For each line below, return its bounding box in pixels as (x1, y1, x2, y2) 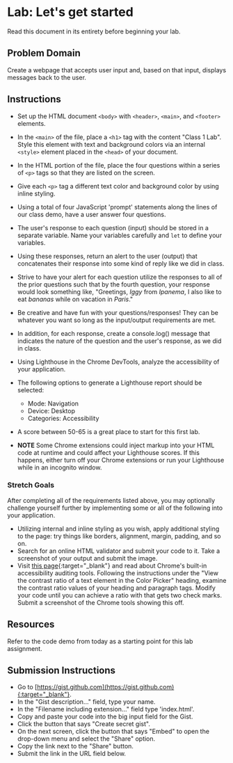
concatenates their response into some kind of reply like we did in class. (17, 259, 225, 268)
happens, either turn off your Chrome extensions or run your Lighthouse (17, 456, 225, 464)
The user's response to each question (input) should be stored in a (17, 223, 209, 232)
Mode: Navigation (27, 399, 79, 408)
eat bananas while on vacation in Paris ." (17, 295, 134, 303)
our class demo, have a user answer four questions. (17, 210, 166, 218)
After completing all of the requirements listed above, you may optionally (7, 496, 216, 504)
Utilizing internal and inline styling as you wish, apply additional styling (17, 524, 220, 533)
